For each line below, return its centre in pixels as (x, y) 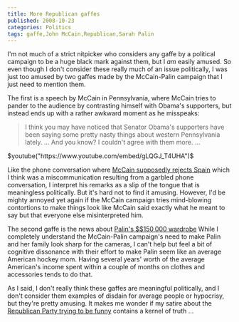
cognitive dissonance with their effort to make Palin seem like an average (115, 252)
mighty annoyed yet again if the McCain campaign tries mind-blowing (110, 200)
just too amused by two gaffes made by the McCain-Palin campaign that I (115, 77)
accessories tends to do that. (50, 274)
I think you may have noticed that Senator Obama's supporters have (124, 127)
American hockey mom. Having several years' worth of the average (106, 259)
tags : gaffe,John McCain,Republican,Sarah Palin (81, 34)
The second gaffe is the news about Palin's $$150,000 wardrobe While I (113, 229)
